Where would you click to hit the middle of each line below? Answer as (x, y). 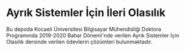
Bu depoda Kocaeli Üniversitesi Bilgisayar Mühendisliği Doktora (84, 29)
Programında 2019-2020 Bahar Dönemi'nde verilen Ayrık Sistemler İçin (93, 35)
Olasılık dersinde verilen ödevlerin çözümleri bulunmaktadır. (79, 42)
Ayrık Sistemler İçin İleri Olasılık (86, 13)
